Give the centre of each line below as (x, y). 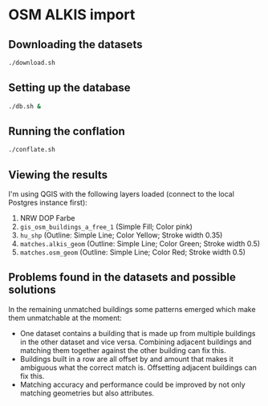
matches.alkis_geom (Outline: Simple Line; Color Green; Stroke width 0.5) (140, 244)
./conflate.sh (32, 150)
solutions (32, 290)
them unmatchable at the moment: (65, 318)
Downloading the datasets (75, 45)
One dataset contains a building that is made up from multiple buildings (138, 333)
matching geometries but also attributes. (87, 393)
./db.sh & (25, 106)
